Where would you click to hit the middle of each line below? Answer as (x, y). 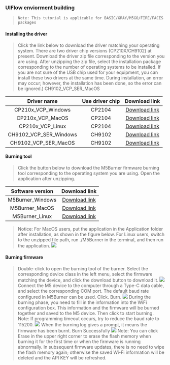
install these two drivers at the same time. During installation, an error (90, 77)
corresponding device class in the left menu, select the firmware (85, 274)
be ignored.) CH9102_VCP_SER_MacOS (59, 89)
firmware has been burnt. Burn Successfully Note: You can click (88, 330)
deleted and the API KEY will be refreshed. (62, 357)
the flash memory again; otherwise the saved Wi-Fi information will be (91, 352)
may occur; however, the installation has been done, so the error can (90, 83)
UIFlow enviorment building (40, 8)
